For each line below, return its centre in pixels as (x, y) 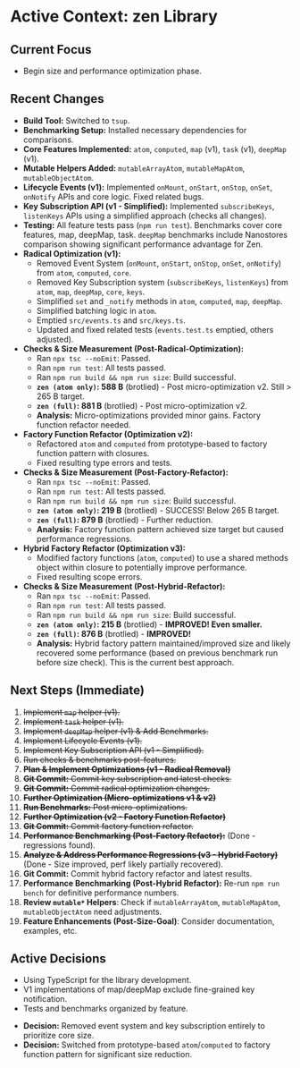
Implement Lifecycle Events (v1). (83, 741)
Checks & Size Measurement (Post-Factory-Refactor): (125, 472)
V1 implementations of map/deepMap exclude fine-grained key (139, 989)
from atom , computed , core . (84, 272)
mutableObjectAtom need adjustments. (92, 911)
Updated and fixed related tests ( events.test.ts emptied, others (155, 329)
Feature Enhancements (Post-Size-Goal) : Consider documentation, (149, 921)
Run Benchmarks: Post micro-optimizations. (105, 807)
